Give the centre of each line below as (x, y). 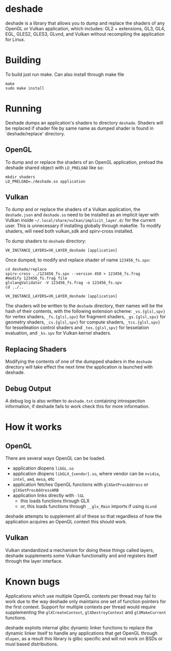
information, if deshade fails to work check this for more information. (77, 406)
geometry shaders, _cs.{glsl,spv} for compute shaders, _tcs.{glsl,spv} (83, 322)
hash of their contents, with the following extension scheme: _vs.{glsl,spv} (86, 311)
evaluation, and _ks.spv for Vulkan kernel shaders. (58, 333)
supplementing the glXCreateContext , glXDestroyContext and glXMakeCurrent (86, 612)
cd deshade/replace (26, 270)
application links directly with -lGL (48, 496)
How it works (34, 427)
